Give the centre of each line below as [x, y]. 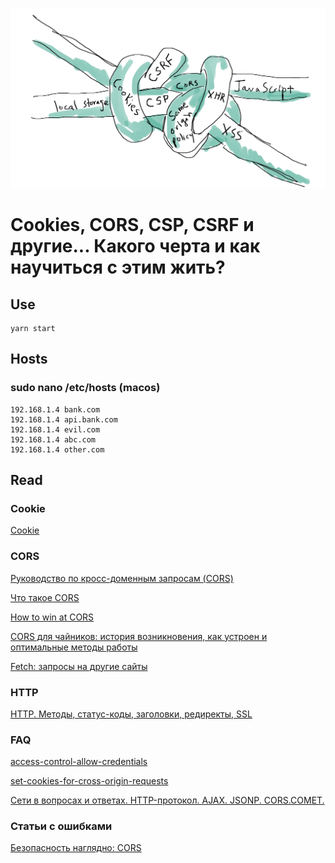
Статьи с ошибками [61, 826]
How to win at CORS [52, 617]
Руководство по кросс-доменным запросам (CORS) [122, 578]
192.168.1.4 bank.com [55, 409]
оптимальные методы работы [74, 647]
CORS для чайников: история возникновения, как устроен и [139, 636]
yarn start [33, 328]
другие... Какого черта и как [135, 246]
